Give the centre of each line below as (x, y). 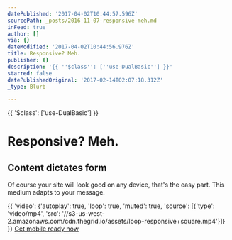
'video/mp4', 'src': (34, 214)
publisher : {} (28, 60)
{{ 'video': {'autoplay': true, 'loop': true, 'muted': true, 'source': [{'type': (111, 206)
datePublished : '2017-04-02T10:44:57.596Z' (73, 14)
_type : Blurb (27, 87)
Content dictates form (57, 168)
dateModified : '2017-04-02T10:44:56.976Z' (71, 47)
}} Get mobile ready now (43, 229)
